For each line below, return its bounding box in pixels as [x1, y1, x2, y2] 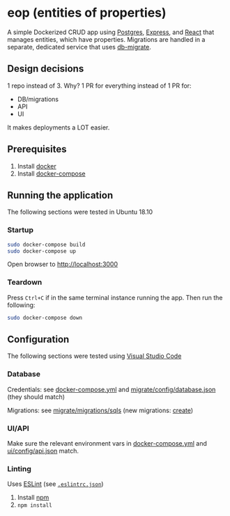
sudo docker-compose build [7, 241, 86, 248]
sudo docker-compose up [7, 247, 77, 255]
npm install [17, 502, 52, 509]
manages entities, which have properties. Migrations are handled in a [7, 35, 206, 43]
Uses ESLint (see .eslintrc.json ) [7, 480, 104, 488]
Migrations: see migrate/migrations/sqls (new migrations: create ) [7, 406, 194, 414]
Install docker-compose [17, 169, 86, 178]
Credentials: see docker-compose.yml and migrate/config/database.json [7, 385, 216, 393]
